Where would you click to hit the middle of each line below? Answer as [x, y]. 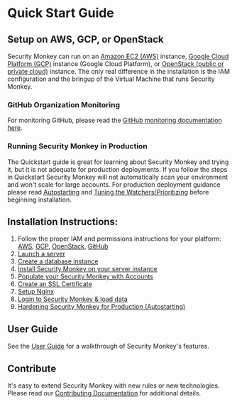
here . [15, 128]
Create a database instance [58, 261]
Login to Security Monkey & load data [72, 299]
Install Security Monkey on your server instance [87, 269]
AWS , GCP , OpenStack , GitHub [63, 246]
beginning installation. [40, 200]
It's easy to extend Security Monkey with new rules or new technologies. [114, 386]
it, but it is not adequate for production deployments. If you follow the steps [117, 169]
